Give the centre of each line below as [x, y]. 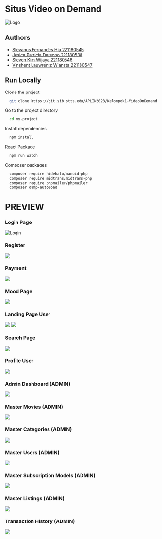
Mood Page [19, 291]
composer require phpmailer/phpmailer [49, 183]
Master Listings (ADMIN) [35, 499]
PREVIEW [25, 207]
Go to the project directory [32, 110]
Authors [18, 38]
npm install [22, 137]
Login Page [19, 222]
